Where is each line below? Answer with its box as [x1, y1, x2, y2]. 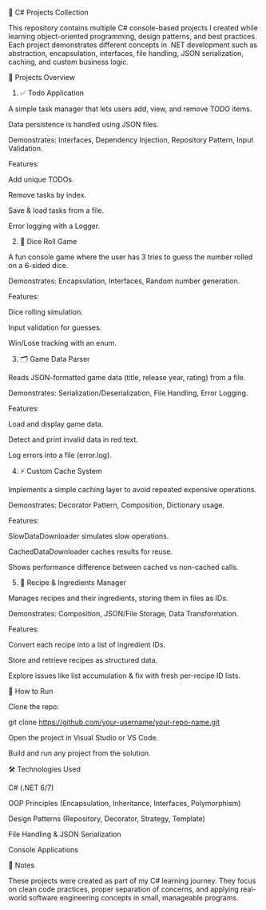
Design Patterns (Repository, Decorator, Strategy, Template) [8, 814, 206, 824]
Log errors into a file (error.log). [8, 451, 112, 459]
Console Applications [8, 845, 78, 854]
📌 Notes [8, 860, 35, 870]
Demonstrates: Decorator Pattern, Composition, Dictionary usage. [8, 500, 225, 510]
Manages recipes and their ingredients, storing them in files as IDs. [8, 593, 228, 603]
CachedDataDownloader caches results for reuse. [8, 547, 173, 556]
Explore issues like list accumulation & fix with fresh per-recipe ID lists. [8, 671, 241, 680]
